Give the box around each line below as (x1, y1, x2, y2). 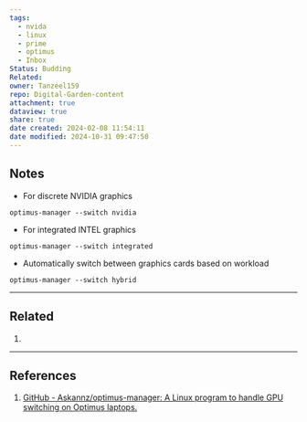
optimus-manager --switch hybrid (9, 275, 137, 284)
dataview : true (9, 107, 68, 116)
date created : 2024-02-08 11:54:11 (9, 124, 145, 133)
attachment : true (9, 98, 76, 108)
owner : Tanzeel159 (9, 81, 79, 90)
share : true (9, 115, 55, 124)
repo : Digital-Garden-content (9, 90, 125, 99)
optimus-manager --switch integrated (9, 241, 153, 251)
